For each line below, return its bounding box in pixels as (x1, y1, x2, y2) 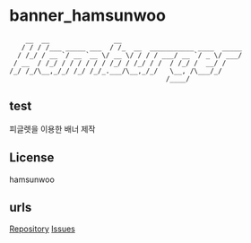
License (9, 150, 55, 166)
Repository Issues (9, 223, 76, 234)
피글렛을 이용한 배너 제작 (9, 123, 96, 135)
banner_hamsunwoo (9, 5, 166, 26)
